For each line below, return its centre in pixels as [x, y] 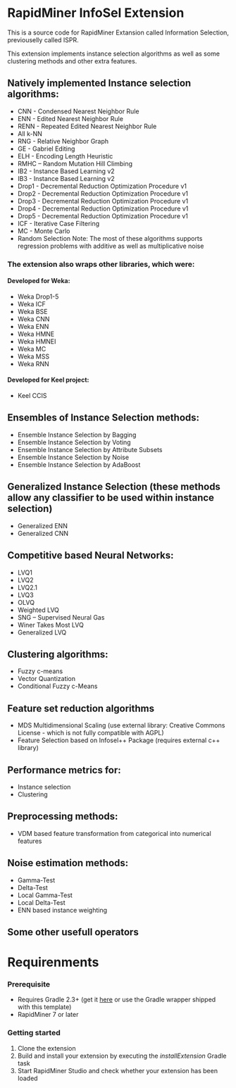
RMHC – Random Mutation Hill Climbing [75, 163]
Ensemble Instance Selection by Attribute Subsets [90, 449]
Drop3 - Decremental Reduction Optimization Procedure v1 [103, 201]
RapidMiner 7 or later [48, 1015]
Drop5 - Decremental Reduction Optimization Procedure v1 [103, 215]
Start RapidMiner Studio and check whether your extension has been [118, 1070]
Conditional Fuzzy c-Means [57, 686]
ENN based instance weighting [62, 910]
